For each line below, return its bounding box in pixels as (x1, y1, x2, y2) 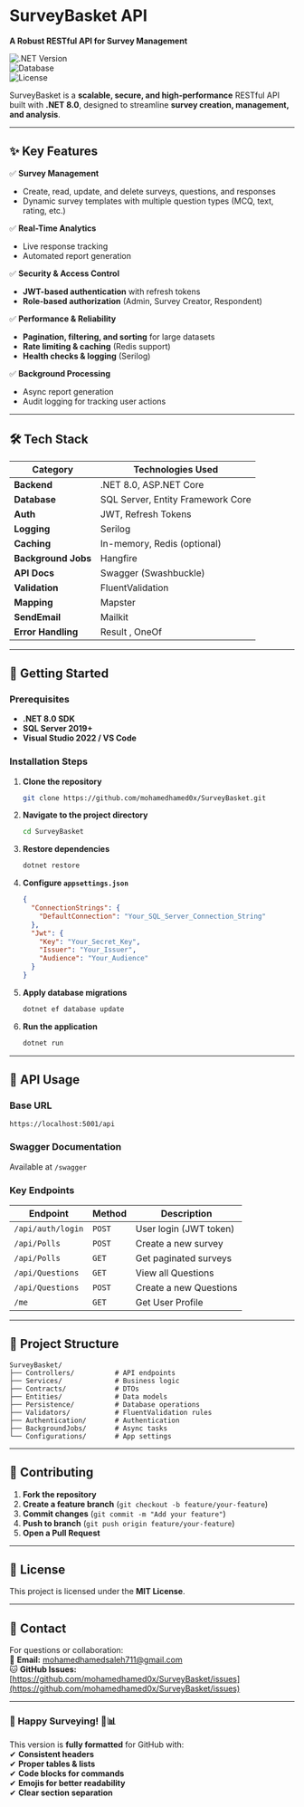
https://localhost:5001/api (9, 1120, 116, 1129)
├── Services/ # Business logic (9, 1376, 180, 1385)
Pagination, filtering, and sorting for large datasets (22, 331, 215, 342)
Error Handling (14, 626, 79, 638)
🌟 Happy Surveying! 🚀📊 (9, 1715, 117, 1727)
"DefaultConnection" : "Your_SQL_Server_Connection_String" (39, 912, 267, 921)
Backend (14, 478, 52, 491)
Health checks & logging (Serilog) (22, 350, 151, 361)
